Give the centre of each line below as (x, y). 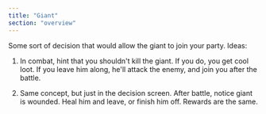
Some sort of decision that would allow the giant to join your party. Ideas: (128, 45)
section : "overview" (42, 23)
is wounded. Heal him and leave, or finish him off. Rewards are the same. (139, 101)
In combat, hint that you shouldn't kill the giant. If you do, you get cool (134, 61)
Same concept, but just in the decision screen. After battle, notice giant (136, 93)
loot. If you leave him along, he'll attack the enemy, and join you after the (139, 69)
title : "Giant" (33, 15)
